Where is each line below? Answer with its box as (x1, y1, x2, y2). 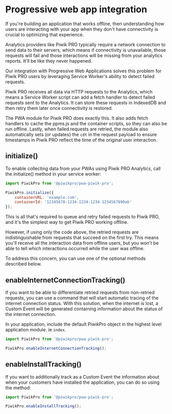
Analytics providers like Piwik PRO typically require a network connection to (5, 41, 166, 47)
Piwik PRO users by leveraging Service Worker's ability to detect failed (5, 73, 155, 79)
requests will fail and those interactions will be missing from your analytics (5, 52, 163, 59)
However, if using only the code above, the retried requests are (5, 229, 139, 235)
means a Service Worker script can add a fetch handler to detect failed (5, 94, 156, 100)
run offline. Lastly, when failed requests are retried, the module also (5, 126, 148, 132)
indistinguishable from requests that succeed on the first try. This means (5, 235, 159, 241)
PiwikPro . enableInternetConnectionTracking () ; (5, 346, 107, 351)
